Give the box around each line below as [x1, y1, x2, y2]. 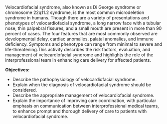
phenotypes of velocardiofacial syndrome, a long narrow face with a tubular [5, 20, 161, 26]
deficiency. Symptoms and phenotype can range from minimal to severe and [5, 41, 163, 47]
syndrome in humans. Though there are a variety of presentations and [5, 15, 150, 20]
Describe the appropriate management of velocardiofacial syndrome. [12, 92, 155, 98]
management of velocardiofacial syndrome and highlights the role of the [5, 52, 154, 58]
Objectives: [5, 67, 30, 73]
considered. [12, 87, 37, 93]
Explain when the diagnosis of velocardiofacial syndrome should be [12, 82, 152, 88]
